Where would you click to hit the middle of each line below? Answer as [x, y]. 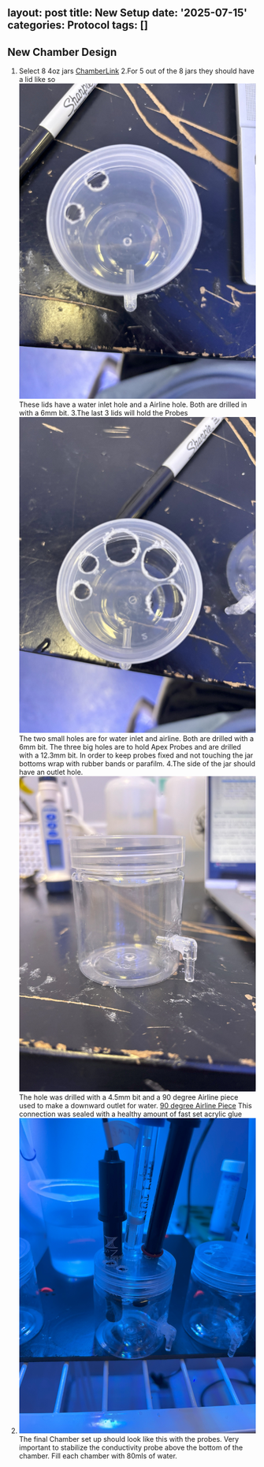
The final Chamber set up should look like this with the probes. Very [129, 1439]
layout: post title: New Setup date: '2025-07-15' [127, 13]
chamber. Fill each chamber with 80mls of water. [98, 1456]
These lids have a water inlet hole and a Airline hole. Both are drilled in [133, 404]
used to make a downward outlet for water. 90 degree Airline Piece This [136, 1106]
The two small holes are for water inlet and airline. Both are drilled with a [136, 738]
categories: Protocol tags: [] [78, 26]
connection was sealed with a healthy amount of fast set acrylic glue [130, 1114]
